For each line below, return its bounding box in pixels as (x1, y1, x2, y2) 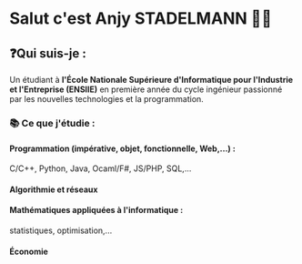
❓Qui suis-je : (9, 46, 86, 61)
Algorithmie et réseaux (9, 184, 98, 195)
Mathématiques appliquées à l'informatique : (9, 205, 184, 216)
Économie (9, 246, 48, 257)
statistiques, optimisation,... (9, 225, 113, 236)
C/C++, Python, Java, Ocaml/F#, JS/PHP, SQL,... (9, 163, 192, 174)
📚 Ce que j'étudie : (9, 117, 96, 129)
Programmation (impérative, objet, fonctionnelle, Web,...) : (9, 143, 237, 154)
